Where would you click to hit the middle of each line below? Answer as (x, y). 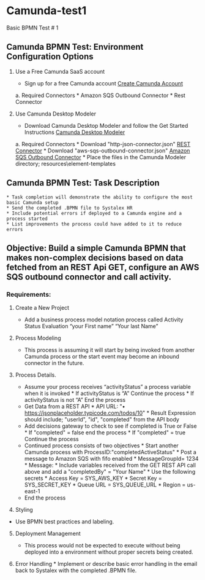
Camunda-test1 (47, 11)
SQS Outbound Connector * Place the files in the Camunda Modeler (101, 157)
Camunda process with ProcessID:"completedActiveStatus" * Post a (110, 452)
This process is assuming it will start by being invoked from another (110, 350)
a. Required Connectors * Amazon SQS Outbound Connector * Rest (100, 95)
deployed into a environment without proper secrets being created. (109, 552)
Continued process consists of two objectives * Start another (101, 445)
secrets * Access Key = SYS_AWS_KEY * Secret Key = (93, 478)
